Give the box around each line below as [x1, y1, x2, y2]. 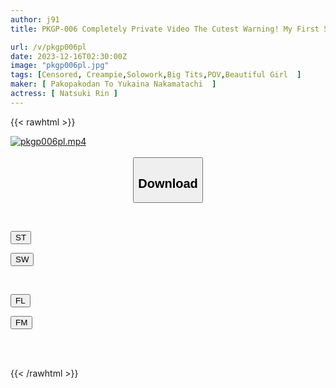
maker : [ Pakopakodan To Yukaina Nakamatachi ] [10, 79, 217, 90]
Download [138, 176, 198, 191]
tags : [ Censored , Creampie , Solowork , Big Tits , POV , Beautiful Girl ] [10, 70, 302, 80]
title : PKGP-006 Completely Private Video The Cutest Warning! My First [10, 24, 320, 34]
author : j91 [10, 14, 60, 25]
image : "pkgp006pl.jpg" [10, 61, 110, 71]
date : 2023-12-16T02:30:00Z [10, 51, 128, 61]
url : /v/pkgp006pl [10, 42, 87, 52]
